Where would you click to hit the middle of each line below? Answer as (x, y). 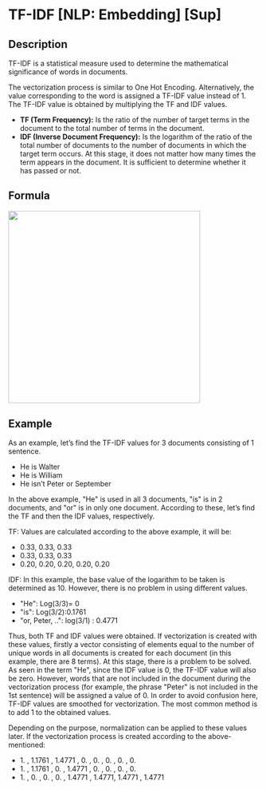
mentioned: (27, 745)
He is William (41, 475)
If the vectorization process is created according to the (117, 736)
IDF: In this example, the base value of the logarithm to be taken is (117, 580)
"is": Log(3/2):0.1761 (53, 612)
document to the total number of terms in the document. (112, 128)
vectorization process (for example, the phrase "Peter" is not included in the (133, 687)
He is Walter (40, 467)
